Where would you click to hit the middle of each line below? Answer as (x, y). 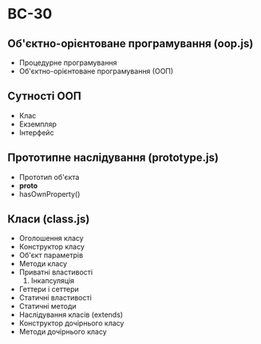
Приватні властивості (56, 272)
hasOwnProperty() (49, 194)
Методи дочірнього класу (63, 332)
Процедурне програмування (68, 62)
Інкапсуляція (53, 281)
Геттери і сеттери (49, 290)
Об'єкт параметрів (51, 255)
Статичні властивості (55, 298)
